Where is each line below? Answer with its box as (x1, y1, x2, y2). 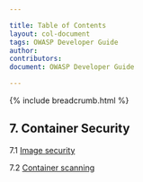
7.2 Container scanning (9, 162, 95, 173)
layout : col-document (9, 29, 91, 39)
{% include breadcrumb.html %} (9, 95, 130, 106)
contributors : (9, 55, 63, 64)
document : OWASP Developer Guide (9, 63, 135, 72)
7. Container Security (9, 121, 130, 136)
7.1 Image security (9, 144, 76, 155)
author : (9, 46, 39, 55)
